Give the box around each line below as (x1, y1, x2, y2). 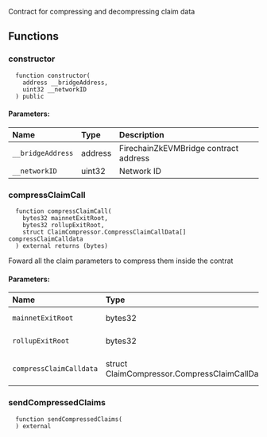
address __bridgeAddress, (22, 79, 109, 87)
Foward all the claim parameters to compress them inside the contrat (8, 256, 234, 265)
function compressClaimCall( (15, 207, 112, 215)
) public (15, 92, 44, 100)
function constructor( (15, 72, 91, 79)
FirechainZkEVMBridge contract (118, 142, 239, 153)
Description (118, 129, 164, 140)
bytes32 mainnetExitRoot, (22, 215, 109, 222)
